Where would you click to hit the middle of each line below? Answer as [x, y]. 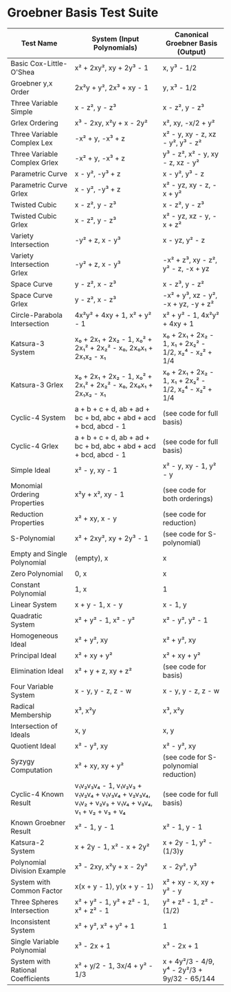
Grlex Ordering [34, 123]
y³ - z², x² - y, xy [190, 154]
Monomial [26, 485]
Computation [32, 770]
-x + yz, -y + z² [188, 303]
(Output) [191, 52]
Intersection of [34, 726]
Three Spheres [34, 902]
